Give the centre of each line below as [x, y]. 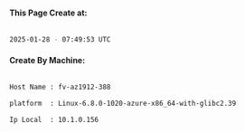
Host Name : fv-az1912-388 [60, 87]
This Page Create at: [48, 13]
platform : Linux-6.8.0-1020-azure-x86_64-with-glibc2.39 [123, 104]
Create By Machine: [47, 60]
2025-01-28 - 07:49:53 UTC [60, 40]
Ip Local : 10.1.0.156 [54, 120]
